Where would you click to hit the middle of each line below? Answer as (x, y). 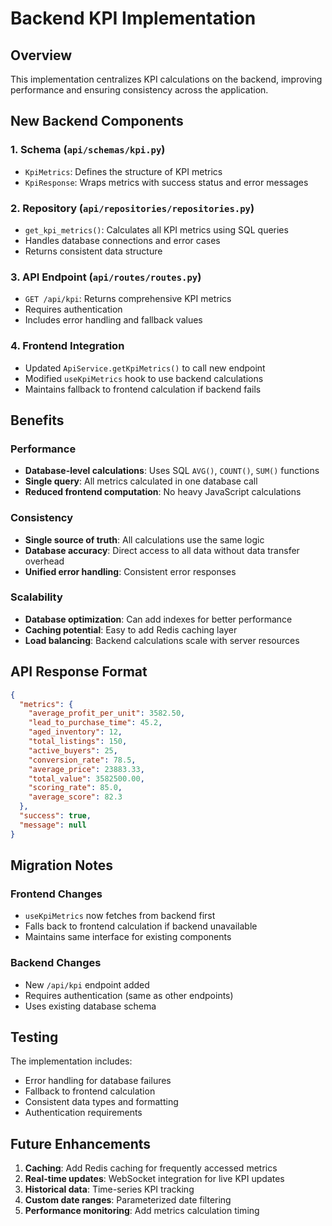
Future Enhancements (81, 1143)
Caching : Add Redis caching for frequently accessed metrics (151, 1168)
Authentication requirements (83, 1113)
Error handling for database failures (98, 1081)
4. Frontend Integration (67, 346)
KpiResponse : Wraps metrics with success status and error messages (166, 182)
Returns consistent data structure (93, 251)
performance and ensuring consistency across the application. (139, 90)
